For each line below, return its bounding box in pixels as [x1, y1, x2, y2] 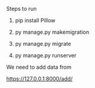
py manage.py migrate [15, 40, 71, 47]
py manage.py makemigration [15, 28, 90, 36]
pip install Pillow [15, 17, 56, 24]
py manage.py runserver [15, 52, 77, 59]
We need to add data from [6, 63, 71, 71]
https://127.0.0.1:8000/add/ [6, 75, 73, 82]
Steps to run [6, 5, 38, 12]
